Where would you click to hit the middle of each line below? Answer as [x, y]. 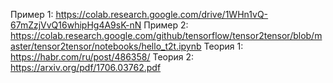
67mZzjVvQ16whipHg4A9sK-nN [76, 25]
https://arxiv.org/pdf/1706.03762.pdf [86, 67]
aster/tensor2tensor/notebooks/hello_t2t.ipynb [106, 46]
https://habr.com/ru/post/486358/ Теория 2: [102, 57]
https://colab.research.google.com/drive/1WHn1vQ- [162, 14]
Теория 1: [223, 46]
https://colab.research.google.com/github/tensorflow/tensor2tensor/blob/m [166, 35]
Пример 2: [166, 25]
